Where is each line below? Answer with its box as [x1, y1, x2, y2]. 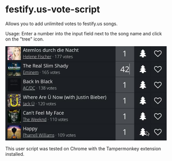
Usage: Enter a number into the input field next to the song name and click [5, 30, 162, 36]
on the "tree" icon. [5, 36, 45, 42]
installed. [5, 151, 25, 157]
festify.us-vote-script [5, 4, 100, 15]
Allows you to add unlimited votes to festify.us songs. [5, 21, 118, 27]
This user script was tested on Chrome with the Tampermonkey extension [5, 146, 161, 152]
